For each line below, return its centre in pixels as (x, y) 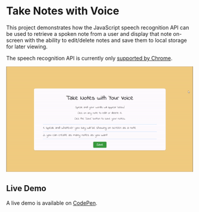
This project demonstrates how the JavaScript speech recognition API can (98, 27)
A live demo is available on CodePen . (52, 203)
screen (15, 40)
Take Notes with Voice (63, 11)
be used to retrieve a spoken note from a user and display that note (89, 33)
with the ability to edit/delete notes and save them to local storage (105, 40)
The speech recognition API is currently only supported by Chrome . (89, 58)
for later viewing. (27, 47)
